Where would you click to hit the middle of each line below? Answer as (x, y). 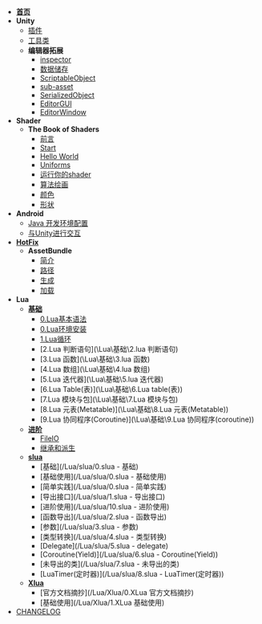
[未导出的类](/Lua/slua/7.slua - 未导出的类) (110, 564)
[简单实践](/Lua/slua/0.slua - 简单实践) (103, 487)
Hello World (59, 156)
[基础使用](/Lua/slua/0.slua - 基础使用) (103, 477)
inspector (56, 59)
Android (30, 214)
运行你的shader (65, 174)
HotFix (27, 242)
